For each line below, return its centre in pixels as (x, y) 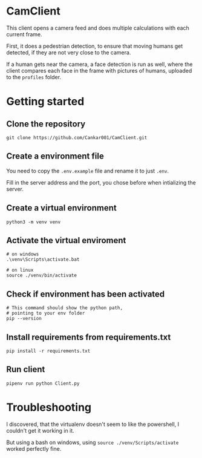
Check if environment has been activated (86, 294)
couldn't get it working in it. (40, 430)
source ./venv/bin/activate (42, 276)
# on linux (20, 270)
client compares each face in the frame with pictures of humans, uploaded (99, 70)
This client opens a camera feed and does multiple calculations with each (98, 28)
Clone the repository (46, 124)
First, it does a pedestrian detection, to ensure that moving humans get (95, 46)
